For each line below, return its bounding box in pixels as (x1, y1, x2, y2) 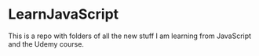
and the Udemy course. (8, 39, 85, 48)
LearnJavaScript (8, 5, 119, 23)
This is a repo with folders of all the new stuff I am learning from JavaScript (8, 31, 252, 40)
